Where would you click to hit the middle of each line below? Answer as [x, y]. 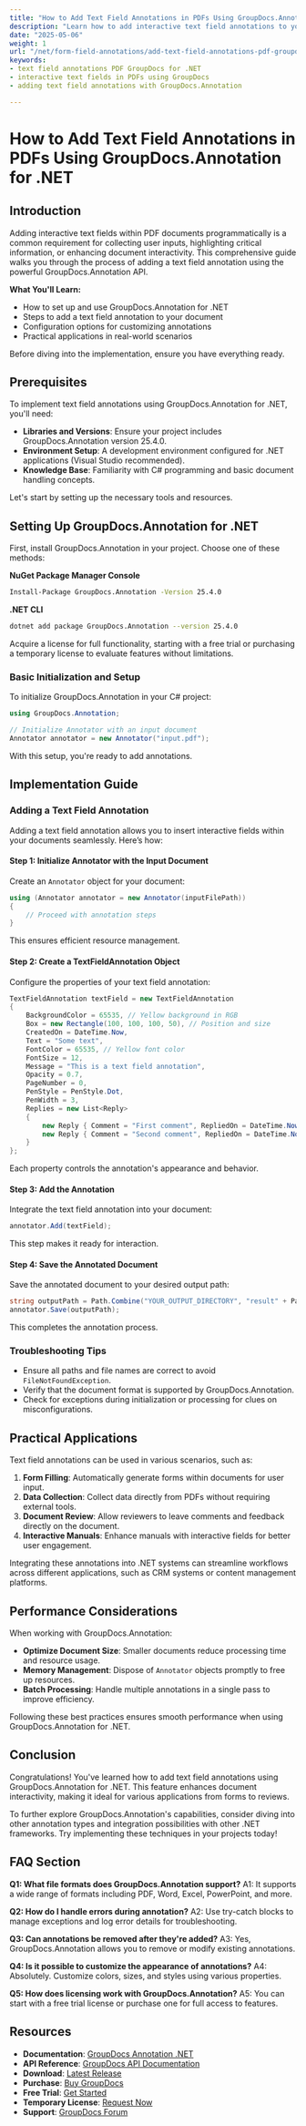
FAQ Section [45, 1862]
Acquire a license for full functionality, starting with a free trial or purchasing [153, 644]
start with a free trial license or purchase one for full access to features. [144, 2003]
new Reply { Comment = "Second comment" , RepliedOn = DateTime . [167, 1134]
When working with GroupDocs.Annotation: [91, 1633]
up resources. [49, 1680]
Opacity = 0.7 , [55, 1075]
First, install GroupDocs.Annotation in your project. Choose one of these [145, 549]
